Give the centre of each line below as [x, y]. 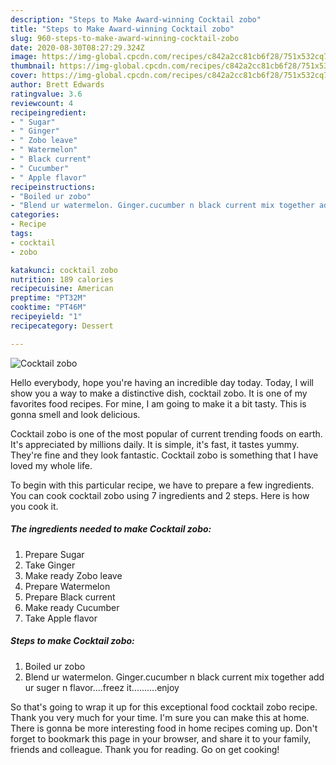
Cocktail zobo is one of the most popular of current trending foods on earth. [166, 433]
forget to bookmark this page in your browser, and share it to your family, [161, 738]
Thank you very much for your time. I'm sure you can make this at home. [160, 717]
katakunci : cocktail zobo [64, 270]
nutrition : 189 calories [62, 279]
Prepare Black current [70, 597]
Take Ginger [50, 565]
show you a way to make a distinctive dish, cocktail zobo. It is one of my [159, 393]
